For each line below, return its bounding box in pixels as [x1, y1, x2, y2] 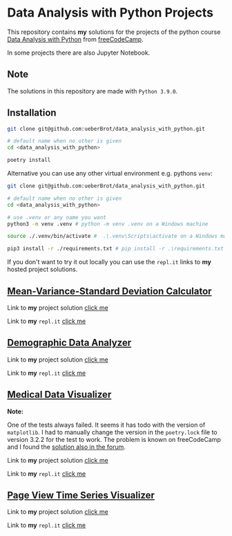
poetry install [7, 157, 51, 164]
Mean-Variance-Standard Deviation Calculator [7, 285, 212, 297]
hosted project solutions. [7, 265, 78, 274]
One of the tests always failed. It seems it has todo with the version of [7, 421, 206, 429]
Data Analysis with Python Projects [7, 5, 214, 21]
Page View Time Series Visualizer [7, 490, 155, 501]
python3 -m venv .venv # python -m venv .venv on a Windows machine [7, 220, 209, 228]
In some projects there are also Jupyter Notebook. [7, 48, 151, 57]
